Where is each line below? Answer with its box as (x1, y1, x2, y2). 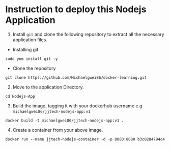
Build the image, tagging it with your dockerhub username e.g (12, 103, 143, 109)
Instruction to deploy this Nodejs (5, 4, 147, 15)
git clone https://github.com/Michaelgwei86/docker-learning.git (5, 75, 147, 80)
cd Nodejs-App (5, 94, 36, 99)
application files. (12, 37, 47, 43)
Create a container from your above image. (12, 127, 103, 133)
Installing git (12, 46, 39, 52)
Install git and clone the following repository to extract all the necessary (12, 31, 164, 37)
